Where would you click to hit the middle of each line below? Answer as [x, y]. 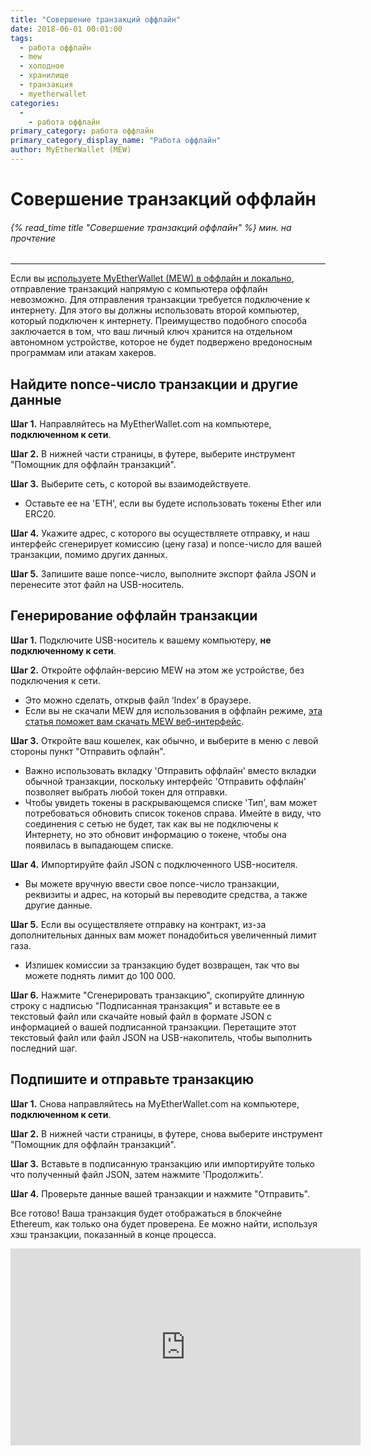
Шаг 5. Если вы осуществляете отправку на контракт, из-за [138, 924]
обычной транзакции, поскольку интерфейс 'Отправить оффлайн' [165, 781]
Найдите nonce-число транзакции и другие [154, 384]
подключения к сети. [55, 680]
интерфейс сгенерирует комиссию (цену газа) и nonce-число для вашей [166, 544]
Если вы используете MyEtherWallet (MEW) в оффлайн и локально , [152, 278]
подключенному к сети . [63, 650]
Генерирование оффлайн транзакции [134, 616]
